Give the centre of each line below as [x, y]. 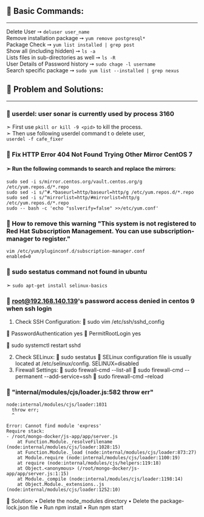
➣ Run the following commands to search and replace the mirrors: [91, 169]
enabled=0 [19, 257]
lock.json [18, 507]
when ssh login [29, 309]
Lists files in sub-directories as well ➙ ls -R [61, 57]
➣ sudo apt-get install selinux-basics [57, 285]
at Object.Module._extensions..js [61, 484]
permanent [29, 376]
